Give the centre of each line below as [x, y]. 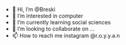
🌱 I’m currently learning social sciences [61, 22]
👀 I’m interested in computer [47, 16]
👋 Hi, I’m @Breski [34, 9]
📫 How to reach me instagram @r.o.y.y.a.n [66, 36]
